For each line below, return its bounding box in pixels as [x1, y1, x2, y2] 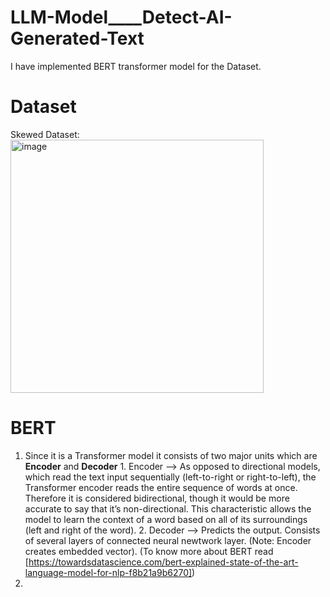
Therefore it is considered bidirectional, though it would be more [24, 492, 290, 504]
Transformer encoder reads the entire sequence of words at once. [24, 481, 298, 493]
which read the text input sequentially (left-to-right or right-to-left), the [24, 471, 317, 483]
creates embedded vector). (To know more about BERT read [24, 545, 274, 557]
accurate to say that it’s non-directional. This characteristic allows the [24, 502, 312, 515]
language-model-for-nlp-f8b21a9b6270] [24, 566, 193, 578]
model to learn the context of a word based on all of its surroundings [24, 513, 308, 525]
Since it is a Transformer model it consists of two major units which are [24, 449, 318, 461]
